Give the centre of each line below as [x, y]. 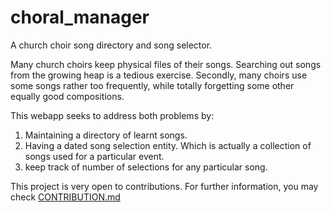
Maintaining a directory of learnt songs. [106, 135]
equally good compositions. [67, 96]
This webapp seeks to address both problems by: [112, 115]
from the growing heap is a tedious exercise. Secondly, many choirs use [159, 75]
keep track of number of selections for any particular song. [146, 167]
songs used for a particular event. [94, 156]
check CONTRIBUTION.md [65, 197]
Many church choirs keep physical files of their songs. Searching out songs [166, 64]
